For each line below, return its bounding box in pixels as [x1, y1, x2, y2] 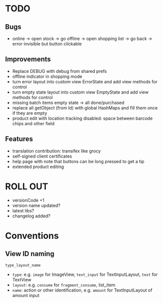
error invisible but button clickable [12, 41, 82, 47]
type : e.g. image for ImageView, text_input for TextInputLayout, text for [12, 271, 158, 277]
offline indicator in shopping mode [12, 73, 82, 79]
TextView [12, 276, 32, 282]
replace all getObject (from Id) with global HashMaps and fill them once [12, 104, 158, 111]
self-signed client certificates [12, 153, 73, 159]
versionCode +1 [12, 197, 44, 203]
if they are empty [12, 110, 47, 116]
